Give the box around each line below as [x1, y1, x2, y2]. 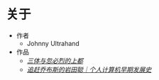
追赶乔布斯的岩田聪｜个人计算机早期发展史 [26, 65, 152, 74]
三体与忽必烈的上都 [26, 56, 84, 64]
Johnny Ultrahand [26, 39, 80, 47]
